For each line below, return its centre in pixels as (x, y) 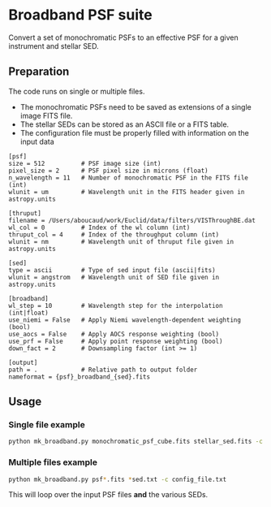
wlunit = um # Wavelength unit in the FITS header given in (127, 192)
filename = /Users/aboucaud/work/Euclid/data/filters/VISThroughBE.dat (132, 220)
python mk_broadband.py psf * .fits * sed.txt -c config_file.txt (118, 479)
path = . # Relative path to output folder (103, 370)
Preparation (39, 72)
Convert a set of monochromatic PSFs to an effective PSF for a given (123, 37)
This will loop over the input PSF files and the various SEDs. (108, 495)
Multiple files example (53, 462)
